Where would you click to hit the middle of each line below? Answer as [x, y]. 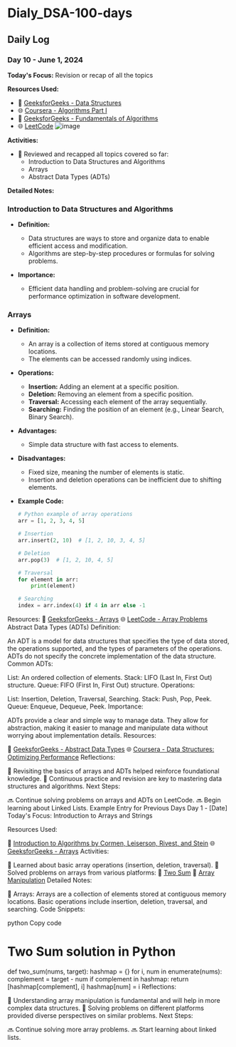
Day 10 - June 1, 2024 [45, 60]
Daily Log [28, 40]
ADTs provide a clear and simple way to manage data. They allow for [108, 721]
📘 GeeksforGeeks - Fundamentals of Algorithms [88, 118]
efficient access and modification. [78, 246]
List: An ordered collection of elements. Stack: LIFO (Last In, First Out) [110, 678]
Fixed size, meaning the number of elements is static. [106, 473]
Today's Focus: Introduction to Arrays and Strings [80, 816]
